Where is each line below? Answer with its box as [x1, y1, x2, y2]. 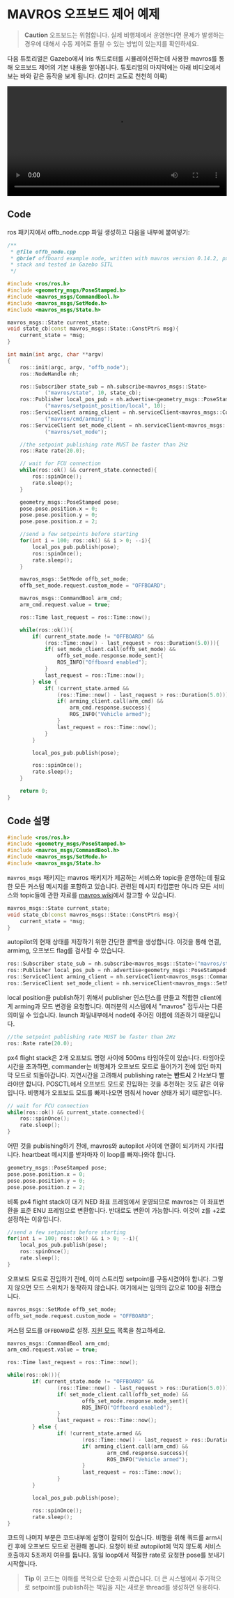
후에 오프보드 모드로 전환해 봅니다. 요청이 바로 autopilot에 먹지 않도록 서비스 [14, 1542, 221, 1551]
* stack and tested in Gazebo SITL [10, 261, 114, 269]
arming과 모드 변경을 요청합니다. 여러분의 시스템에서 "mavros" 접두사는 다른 [14, 1002, 223, 1010]
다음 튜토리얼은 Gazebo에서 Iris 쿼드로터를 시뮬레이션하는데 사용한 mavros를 [7, 54, 217, 63]
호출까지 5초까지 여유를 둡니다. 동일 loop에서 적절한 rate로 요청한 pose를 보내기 [7, 1551, 225, 1560]
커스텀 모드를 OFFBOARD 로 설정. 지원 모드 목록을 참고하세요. [7, 1326, 166, 1334]
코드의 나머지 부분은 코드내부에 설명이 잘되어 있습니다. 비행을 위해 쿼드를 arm [7, 1533, 217, 1542]
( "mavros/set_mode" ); [44, 428, 108, 435]
